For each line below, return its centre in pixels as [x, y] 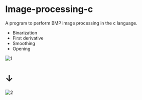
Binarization [25, 32]
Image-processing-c [49, 9]
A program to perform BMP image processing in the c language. [71, 23]
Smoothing [24, 43]
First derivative [28, 38]
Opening [21, 48]
